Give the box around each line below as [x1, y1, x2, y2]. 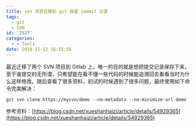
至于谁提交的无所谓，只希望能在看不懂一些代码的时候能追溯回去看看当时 [6, 70, 180, 77]
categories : [6, 36, 35, 41]
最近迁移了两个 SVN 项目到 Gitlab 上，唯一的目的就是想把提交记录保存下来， [6, 63, 190, 70]
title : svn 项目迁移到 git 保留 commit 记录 [6, 8, 108, 15]
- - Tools [11, 41, 35, 47]
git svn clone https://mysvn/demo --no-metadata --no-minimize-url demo [6, 97, 187, 103]
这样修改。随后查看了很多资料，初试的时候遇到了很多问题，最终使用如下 [10, 77, 185, 84]
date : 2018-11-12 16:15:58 [6, 47, 72, 52]
